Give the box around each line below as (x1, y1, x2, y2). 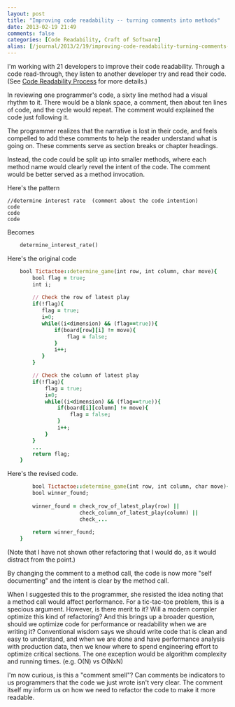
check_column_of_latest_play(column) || (79, 509, 199, 516)
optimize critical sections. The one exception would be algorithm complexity (7, 650, 227, 659)
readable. (7, 693, 35, 702)
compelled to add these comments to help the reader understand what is (7, 134, 218, 143)
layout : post (7, 10, 45, 18)
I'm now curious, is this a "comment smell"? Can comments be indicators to (7, 671, 225, 680)
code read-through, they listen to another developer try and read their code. (7, 70, 227, 78)
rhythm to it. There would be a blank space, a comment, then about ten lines (7, 98, 227, 106)
